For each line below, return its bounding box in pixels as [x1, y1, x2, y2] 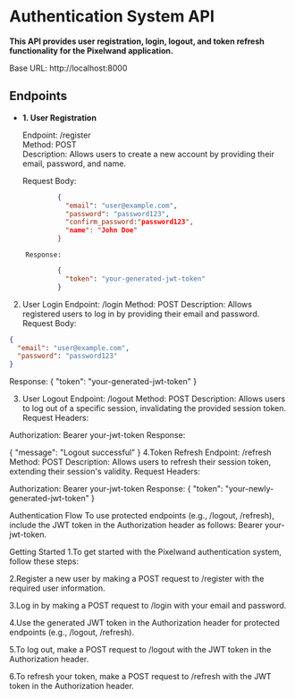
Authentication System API [9, 6, 215, 27]
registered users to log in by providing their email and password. [21, 308, 260, 319]
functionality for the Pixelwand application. [9, 45, 174, 55]
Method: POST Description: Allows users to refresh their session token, [9, 457, 272, 467]
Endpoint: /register [21, 130, 91, 140]
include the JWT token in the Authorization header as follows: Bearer [9, 520, 264, 531]
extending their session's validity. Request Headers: [9, 467, 201, 477]
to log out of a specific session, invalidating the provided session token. [21, 403, 287, 414]
